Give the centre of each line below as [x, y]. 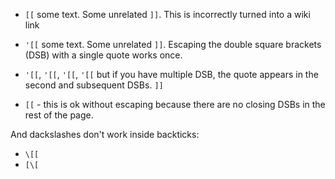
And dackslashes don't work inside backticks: [105, 134]
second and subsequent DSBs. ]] [94, 85]
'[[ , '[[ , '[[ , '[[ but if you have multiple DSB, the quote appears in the [171, 74]
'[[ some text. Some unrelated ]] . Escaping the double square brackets [173, 44]
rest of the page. [59, 115]
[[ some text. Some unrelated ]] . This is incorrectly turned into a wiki [167, 14]
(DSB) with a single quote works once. [103, 55]
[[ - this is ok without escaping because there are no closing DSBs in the [175, 104]
